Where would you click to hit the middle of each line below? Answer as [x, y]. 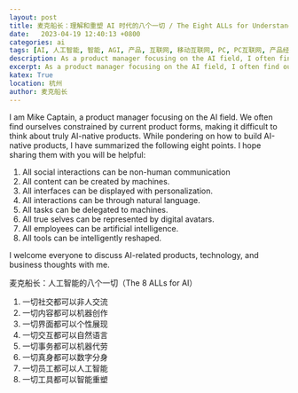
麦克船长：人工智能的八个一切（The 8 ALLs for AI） [103, 283]
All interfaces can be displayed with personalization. [117, 191]
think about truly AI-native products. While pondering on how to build [136, 136]
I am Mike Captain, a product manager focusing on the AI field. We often [141, 117]
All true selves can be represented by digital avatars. [118, 219]
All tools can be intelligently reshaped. [92, 238]
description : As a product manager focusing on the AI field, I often [142, 59]
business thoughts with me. [60, 264]
